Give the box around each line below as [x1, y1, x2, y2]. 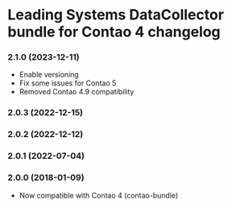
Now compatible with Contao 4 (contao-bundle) [19, 190, 179, 200]
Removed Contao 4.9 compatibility [19, 87, 135, 97]
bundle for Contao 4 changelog [7, 23, 221, 41]
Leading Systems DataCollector [7, 6, 225, 24]
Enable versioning [19, 70, 80, 80]
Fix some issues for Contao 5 [19, 78, 117, 88]
